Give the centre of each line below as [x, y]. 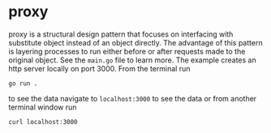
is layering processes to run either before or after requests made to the [127, 51]
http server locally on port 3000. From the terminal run [99, 68]
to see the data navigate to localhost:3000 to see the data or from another [133, 98]
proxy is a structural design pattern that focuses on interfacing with [121, 34]
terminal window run [43, 107]
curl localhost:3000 [43, 122]
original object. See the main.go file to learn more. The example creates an [133, 60]
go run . [23, 84]
